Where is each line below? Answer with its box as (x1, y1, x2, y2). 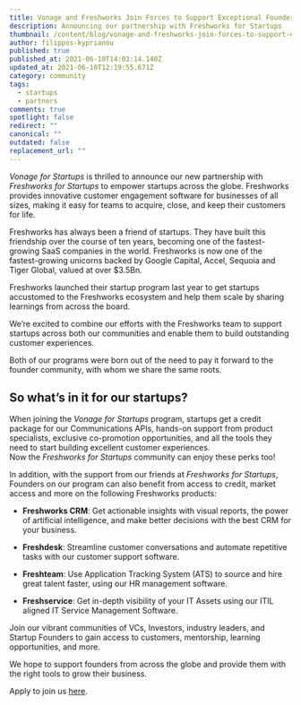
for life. (9, 209, 36, 219)
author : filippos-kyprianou (9, 38, 115, 47)
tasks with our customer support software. (21, 552, 180, 563)
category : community (9, 72, 87, 81)
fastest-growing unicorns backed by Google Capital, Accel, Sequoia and (9, 254, 276, 265)
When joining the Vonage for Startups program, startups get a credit (9, 414, 262, 425)
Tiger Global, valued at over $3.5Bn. (9, 264, 142, 275)
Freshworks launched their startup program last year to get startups (9, 281, 260, 292)
